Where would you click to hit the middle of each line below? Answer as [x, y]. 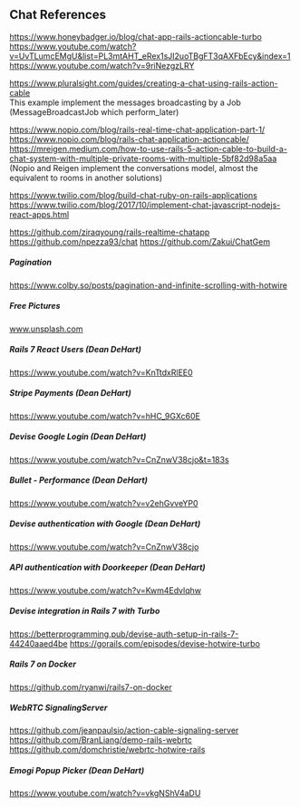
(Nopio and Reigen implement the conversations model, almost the [134, 168]
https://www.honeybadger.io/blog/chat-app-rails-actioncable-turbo [136, 36]
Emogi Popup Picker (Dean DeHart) [77, 771]
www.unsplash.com [46, 329]
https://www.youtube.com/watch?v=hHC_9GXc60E [105, 416]
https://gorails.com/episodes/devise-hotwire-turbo [165, 643]
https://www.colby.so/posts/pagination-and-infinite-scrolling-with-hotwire [149, 285]
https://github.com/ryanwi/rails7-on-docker [91, 687]
